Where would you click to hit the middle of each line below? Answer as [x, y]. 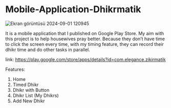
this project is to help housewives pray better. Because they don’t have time [85, 39]
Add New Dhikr [29, 101]
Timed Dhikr [26, 85]
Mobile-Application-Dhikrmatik [73, 9]
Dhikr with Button [31, 90]
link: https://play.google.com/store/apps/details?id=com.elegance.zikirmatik [85, 59]
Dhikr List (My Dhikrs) [36, 95]
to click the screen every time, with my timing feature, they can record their [84, 44]
